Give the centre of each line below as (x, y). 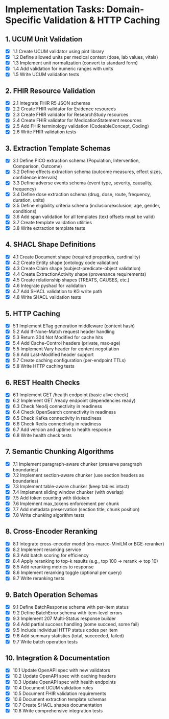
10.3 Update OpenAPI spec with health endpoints (64, 682)
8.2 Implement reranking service (47, 549)
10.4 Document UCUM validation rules (53, 687)
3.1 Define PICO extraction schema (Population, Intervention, (76, 161)
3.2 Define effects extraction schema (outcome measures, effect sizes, (87, 172)
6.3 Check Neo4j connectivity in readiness (57, 406)
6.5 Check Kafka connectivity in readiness (57, 418)
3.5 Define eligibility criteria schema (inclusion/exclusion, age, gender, (87, 205)
